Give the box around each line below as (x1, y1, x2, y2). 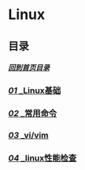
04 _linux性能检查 (8, 153, 77, 164)
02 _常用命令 (8, 108, 57, 119)
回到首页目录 (8, 63, 50, 72)
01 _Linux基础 (8, 85, 61, 96)
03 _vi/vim (8, 129, 49, 141)
